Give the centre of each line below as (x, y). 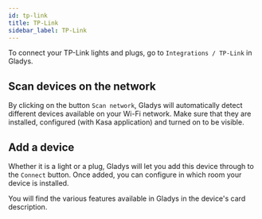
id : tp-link (28, 15)
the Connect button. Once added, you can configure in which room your (125, 175)
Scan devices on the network (82, 86)
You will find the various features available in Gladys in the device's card (127, 198)
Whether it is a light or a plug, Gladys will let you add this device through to (131, 166)
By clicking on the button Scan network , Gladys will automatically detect (125, 106)
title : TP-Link (33, 23)
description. (28, 207)
